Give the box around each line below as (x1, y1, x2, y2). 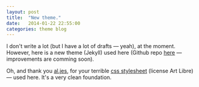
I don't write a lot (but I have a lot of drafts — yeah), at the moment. (6, 43, 176, 50)
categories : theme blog (6, 26, 67, 32)
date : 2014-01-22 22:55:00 (6, 20, 81, 26)
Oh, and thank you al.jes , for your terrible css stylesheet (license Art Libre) (6, 68, 194, 75)
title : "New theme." (6, 15, 62, 21)
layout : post (6, 9, 40, 15)
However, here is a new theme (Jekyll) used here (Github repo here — (6, 49, 182, 57)
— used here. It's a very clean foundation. (6, 74, 112, 81)
